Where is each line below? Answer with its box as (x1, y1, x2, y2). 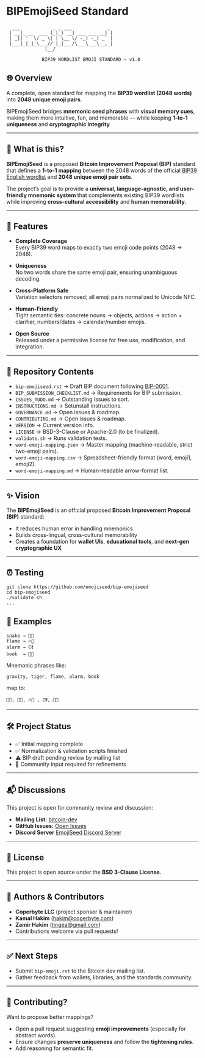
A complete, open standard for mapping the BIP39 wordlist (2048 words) (6, 89, 192, 96)
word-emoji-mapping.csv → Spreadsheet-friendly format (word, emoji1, (15, 454, 192, 461)
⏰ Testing (6, 567, 44, 578)
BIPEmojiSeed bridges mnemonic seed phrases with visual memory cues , (6, 107, 195, 115)
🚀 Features (6, 221, 48, 231)
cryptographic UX (15, 544, 62, 552)
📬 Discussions (6, 785, 66, 795)
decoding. (15, 275, 41, 282)
